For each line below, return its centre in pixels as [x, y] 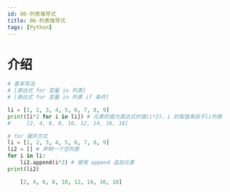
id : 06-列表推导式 [32, 14]
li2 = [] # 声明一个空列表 [44, 149]
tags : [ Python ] [30, 27]
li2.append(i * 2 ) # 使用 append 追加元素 [77, 163]
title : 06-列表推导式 [37, 21]
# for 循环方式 [28, 136]
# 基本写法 [21, 84]
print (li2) [23, 169]
